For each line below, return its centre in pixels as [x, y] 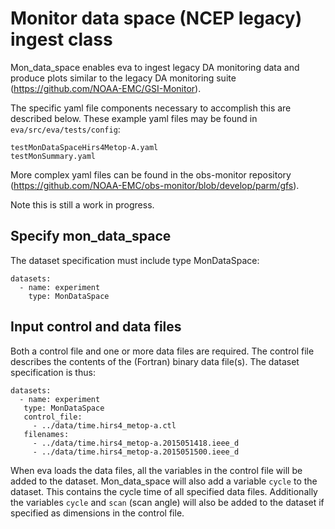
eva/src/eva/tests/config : [65, 129]
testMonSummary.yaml [53, 156]
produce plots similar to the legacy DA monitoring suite [123, 78]
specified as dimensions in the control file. [97, 513]
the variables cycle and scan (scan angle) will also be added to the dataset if [167, 502]
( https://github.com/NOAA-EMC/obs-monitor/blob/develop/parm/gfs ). [155, 185]
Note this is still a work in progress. [82, 204]
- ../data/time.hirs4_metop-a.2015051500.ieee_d [136, 452]
